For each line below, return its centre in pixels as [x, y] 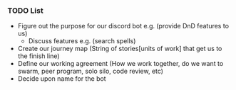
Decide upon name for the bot [62, 79]
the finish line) [39, 56]
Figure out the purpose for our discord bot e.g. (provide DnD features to [123, 26]
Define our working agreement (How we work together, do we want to [120, 64]
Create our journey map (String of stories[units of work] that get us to [120, 49]
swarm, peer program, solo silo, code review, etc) [91, 71]
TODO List [26, 11]
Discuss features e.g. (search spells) [82, 41]
